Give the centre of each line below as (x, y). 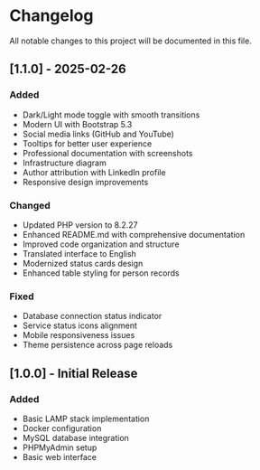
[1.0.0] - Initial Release (74, 373)
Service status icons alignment (80, 325)
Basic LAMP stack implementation (86, 418)
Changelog (51, 16)
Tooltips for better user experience (87, 143)
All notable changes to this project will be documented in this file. (131, 41)
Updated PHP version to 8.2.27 (80, 225)
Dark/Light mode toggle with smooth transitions (111, 115)
